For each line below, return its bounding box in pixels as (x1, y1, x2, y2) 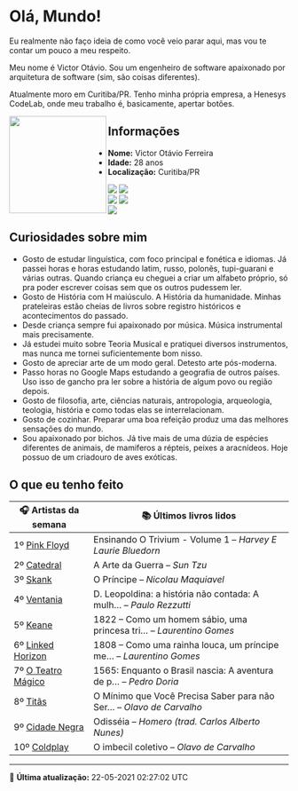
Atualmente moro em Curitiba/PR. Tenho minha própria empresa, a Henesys (9, 89, 286, 99)
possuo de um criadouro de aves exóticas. (21, 451, 177, 463)
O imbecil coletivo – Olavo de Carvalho (92, 741, 255, 754)
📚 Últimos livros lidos (141, 510, 237, 522)
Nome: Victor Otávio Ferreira (107, 147, 214, 158)
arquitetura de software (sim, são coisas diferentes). (9, 71, 200, 82)
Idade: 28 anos (107, 157, 164, 168)
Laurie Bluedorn (92, 544, 161, 557)
